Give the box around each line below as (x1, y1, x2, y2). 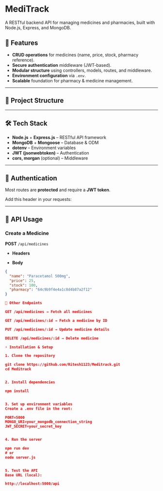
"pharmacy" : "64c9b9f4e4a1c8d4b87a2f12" (9, 287, 92, 292)
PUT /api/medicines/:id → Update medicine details (5, 327, 110, 332)
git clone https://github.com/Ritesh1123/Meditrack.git (5, 362, 120, 367)
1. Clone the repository (5, 354, 55, 358)
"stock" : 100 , (9, 283, 38, 288)
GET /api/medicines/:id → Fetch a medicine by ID (5, 318, 108, 323)
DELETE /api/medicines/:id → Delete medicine (5, 335, 98, 341)
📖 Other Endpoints (5, 301, 42, 306)
